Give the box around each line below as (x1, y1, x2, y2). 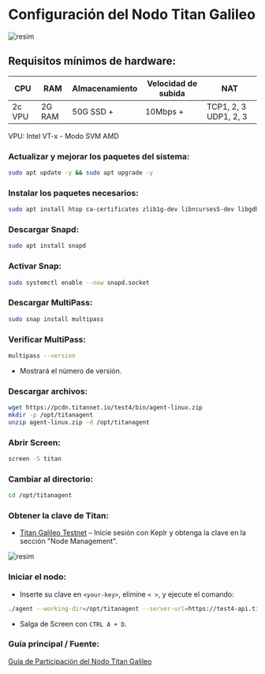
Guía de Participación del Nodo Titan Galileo (8, 657, 152, 666)
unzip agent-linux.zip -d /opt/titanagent (8, 418, 150, 426)
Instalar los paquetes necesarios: (8, 187, 140, 198)
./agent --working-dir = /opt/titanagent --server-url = (8, 605, 189, 612)
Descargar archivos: (8, 385, 88, 396)
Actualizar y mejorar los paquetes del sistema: (8, 151, 190, 162)
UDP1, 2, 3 (206, 110, 248, 122)
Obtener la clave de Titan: (8, 510, 109, 521)
